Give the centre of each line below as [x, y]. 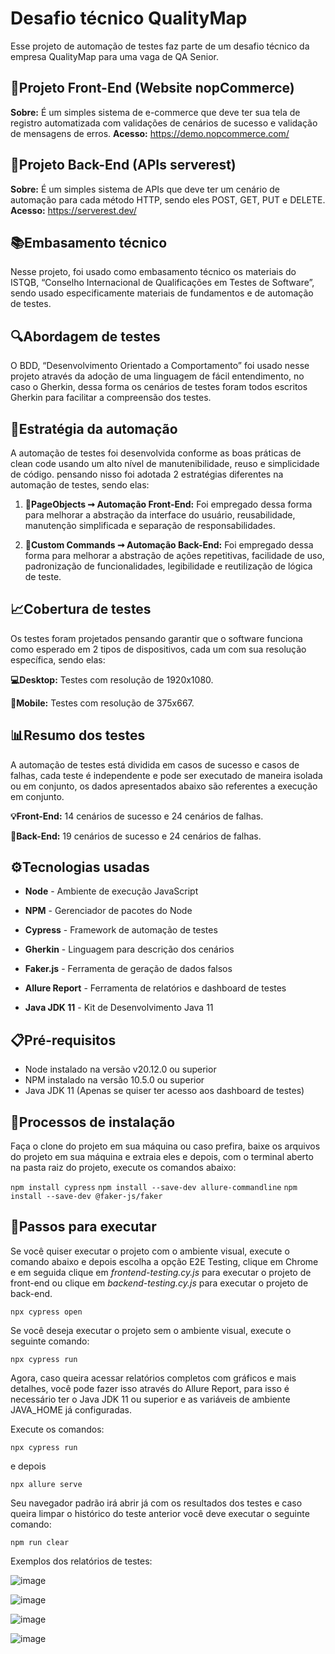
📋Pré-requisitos [63, 1040]
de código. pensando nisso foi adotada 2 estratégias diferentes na [147, 474]
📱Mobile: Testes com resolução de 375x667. [102, 703]
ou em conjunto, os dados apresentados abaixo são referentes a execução [164, 786]
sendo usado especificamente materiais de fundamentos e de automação [162, 293]
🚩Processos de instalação [93, 1122]
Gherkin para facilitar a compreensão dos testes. [111, 398]
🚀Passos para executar [83, 1227]
